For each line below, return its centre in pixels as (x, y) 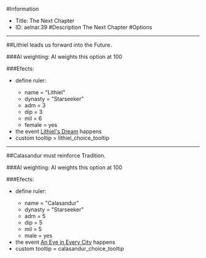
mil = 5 (33, 229)
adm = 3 (35, 105)
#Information (23, 9)
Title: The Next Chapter (45, 21)
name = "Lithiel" (45, 92)
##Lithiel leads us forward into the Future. (59, 45)
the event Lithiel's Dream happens (59, 131)
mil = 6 (33, 118)
